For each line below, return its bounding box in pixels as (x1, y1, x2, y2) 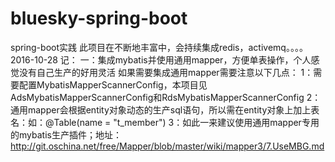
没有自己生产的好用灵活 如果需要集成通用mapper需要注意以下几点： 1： (18, 66, 314, 78)
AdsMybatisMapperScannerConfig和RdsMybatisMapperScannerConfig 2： (10, 91, 322, 103)
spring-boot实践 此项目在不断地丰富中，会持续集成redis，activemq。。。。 (10, 41, 308, 53)
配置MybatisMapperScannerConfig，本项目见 (18, 78, 208, 91)
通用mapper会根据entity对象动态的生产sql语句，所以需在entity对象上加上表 (10, 103, 320, 116)
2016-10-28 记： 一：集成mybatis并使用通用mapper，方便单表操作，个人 (10, 53, 312, 66)
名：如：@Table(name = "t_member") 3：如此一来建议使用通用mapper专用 (10, 116, 320, 128)
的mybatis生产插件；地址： (10, 128, 122, 141)
